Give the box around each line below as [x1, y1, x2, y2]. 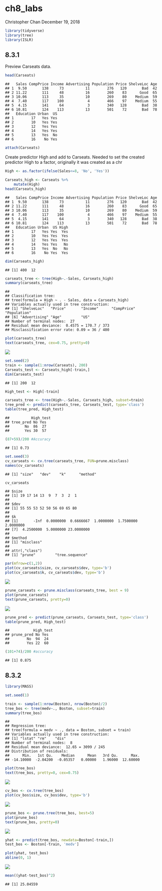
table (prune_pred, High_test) [5, 619, 66, 624]
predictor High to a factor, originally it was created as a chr [5, 159, 123, 165]
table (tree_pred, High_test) [5, 407, 64, 412]
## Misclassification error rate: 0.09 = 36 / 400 [5, 328, 110, 333]
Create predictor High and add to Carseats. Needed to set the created [5, 154, 145, 160]
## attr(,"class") [5, 548, 42, 553]
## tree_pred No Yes [5, 420, 47, 425]
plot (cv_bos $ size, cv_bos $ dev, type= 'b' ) [5, 793, 90, 798]
